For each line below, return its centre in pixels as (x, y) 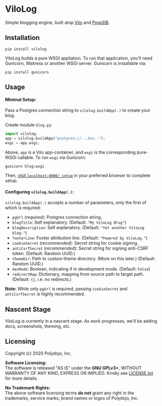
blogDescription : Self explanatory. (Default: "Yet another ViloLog (78, 228)
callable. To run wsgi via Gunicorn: (52, 157)
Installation (22, 38)
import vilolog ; (21, 134)
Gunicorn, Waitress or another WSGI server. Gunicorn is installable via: (76, 63)
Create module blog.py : (29, 125)
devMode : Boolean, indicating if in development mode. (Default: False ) (81, 269)
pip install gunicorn (27, 72)
